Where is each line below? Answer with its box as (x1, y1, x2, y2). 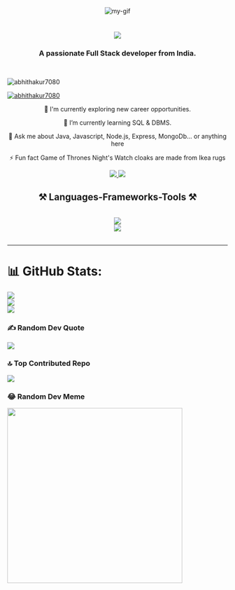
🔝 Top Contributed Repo (7, 359, 91, 369)
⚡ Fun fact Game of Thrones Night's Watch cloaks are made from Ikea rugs (9, 153, 226, 162)
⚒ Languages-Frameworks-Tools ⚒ (38, 191, 197, 203)
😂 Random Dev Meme (7, 392, 85, 402)
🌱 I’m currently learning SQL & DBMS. (63, 118, 172, 127)
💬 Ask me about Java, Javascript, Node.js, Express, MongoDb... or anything (8, 132, 227, 141)
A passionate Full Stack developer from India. (38, 48, 197, 58)
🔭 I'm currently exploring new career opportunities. (44, 105, 191, 114)
